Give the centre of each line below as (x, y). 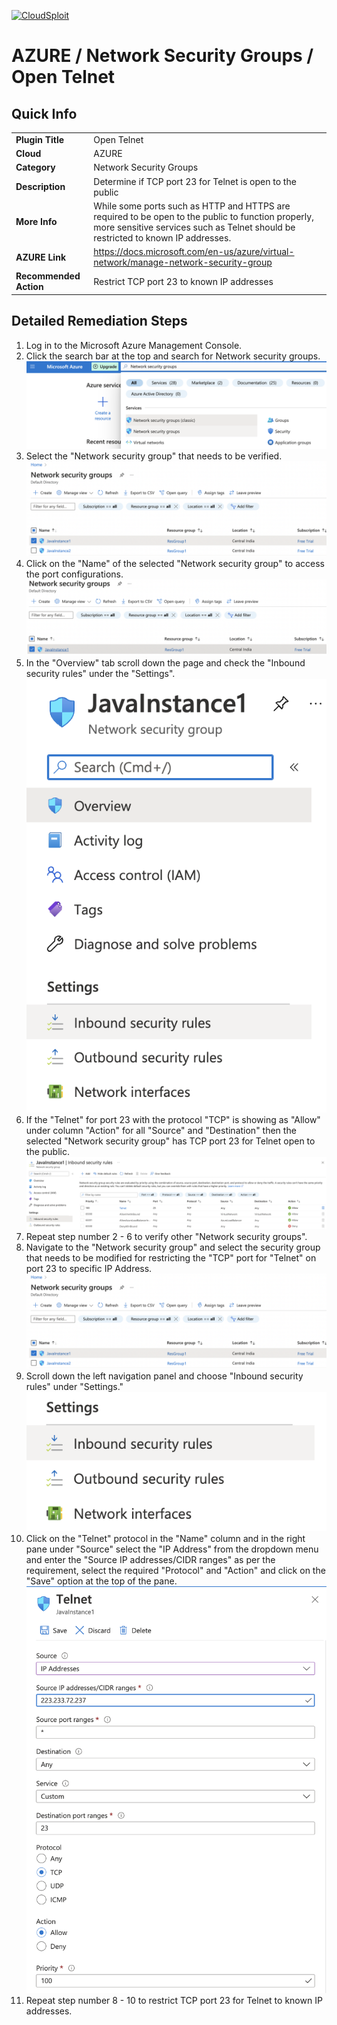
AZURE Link (41, 257)
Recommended (48, 276)
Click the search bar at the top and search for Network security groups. (173, 356)
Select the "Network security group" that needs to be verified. (154, 456)
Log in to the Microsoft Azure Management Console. (134, 345)
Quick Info (44, 113)
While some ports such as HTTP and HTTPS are (192, 206)
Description (40, 186)
